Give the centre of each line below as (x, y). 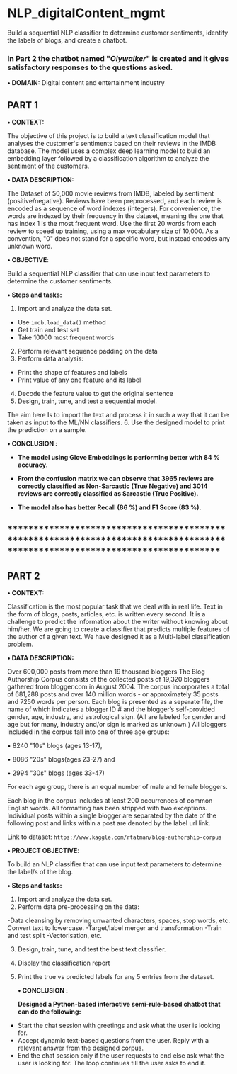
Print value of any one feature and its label (79, 380)
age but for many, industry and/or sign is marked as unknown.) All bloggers (117, 725)
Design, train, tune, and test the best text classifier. (92, 949)
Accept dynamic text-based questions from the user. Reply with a (113, 1041)
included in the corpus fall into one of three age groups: (88, 732)
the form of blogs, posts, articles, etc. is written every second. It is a (106, 614)
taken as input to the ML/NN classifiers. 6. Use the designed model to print (116, 422)
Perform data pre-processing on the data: (78, 907)
